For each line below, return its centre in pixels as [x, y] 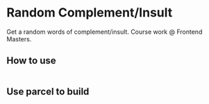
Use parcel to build [48, 92]
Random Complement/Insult [90, 13]
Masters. [19, 39]
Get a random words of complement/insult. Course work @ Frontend [104, 32]
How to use [31, 61]
